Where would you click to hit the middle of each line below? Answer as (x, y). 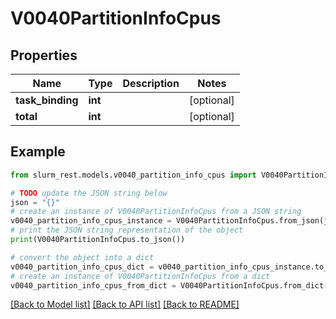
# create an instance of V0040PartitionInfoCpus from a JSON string (156, 212)
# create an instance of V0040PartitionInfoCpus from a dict (140, 276)
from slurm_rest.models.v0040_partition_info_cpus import (133, 175)
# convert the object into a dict (82, 257)
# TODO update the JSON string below (89, 193)
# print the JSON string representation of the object (127, 230)
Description (151, 83)
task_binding (47, 100)
